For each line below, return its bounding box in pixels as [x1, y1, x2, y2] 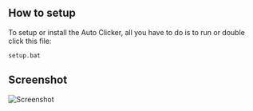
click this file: [8, 36, 52, 46]
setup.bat [8, 51, 42, 59]
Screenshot [8, 73, 68, 87]
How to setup [8, 6, 76, 20]
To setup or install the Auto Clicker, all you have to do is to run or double [8, 27, 245, 37]
